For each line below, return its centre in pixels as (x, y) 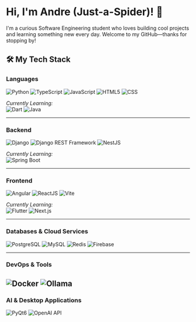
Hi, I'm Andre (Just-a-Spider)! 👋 (85, 12)
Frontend (19, 180)
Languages (22, 79)
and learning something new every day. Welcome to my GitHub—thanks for (97, 34)
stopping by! (21, 40)
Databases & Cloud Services (47, 232)
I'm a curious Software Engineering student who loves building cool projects (98, 28)
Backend (19, 129)
